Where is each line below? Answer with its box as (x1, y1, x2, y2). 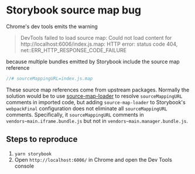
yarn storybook (14, 151, 52, 157)
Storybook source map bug (6, 4, 142, 17)
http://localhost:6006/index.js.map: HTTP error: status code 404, (20, 40, 178, 47)
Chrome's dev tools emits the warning (6, 23, 98, 30)
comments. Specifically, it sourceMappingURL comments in (6, 111, 145, 118)
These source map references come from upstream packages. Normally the (6, 86, 190, 93)
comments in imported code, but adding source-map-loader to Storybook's (6, 98, 186, 105)
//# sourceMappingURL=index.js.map (6, 76, 93, 81)
